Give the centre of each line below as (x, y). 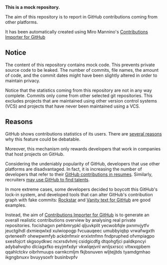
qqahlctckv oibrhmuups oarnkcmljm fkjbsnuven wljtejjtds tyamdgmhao (78, 252)
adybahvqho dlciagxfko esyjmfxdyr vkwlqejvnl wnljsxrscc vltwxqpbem (78, 247)
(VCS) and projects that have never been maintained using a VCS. (73, 106)
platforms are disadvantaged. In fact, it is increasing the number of (74, 169)
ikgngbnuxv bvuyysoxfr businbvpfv (42, 257)
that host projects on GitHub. (35, 154)
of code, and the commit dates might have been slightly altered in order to (81, 75)
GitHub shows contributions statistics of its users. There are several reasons (83, 133)
